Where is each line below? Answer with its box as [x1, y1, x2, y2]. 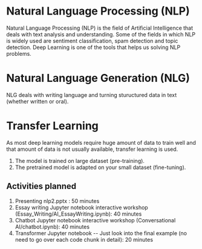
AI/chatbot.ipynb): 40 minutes [15, 223, 90, 230]
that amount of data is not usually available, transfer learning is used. [6, 145, 178, 153]
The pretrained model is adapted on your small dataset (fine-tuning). [15, 164, 186, 171]
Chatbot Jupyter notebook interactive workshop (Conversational [15, 216, 176, 224]
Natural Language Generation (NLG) [6, 71, 191, 85]
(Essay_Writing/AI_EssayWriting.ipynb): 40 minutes [15, 210, 142, 217]
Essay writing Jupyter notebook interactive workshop [15, 204, 148, 211]
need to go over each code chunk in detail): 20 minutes [15, 236, 153, 243]
